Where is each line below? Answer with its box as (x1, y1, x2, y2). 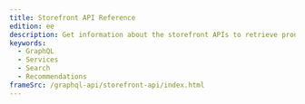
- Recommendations (17, 72, 88, 81)
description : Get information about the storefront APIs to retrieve (9, 30, 279, 39)
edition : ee (9, 22, 54, 31)
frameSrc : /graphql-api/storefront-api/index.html (9, 80, 205, 90)
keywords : (9, 38, 47, 48)
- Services (17, 55, 59, 64)
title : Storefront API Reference (9, 13, 136, 23)
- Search (17, 64, 51, 73)
